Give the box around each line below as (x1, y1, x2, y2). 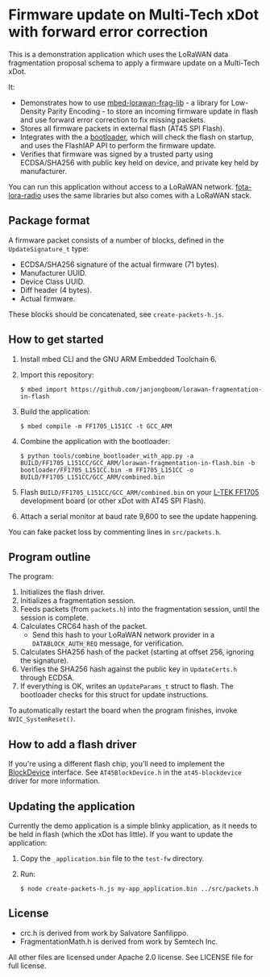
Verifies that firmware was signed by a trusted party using (19, 149, 214, 159)
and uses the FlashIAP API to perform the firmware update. (19, 140, 216, 150)
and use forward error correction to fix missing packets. (19, 114, 206, 124)
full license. (8, 961, 47, 971)
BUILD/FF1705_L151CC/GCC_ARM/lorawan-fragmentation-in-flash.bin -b (19, 459, 255, 467)
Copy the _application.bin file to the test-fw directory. (19, 854, 205, 863)
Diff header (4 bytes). (19, 285, 93, 295)
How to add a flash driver (8, 738, 137, 751)
